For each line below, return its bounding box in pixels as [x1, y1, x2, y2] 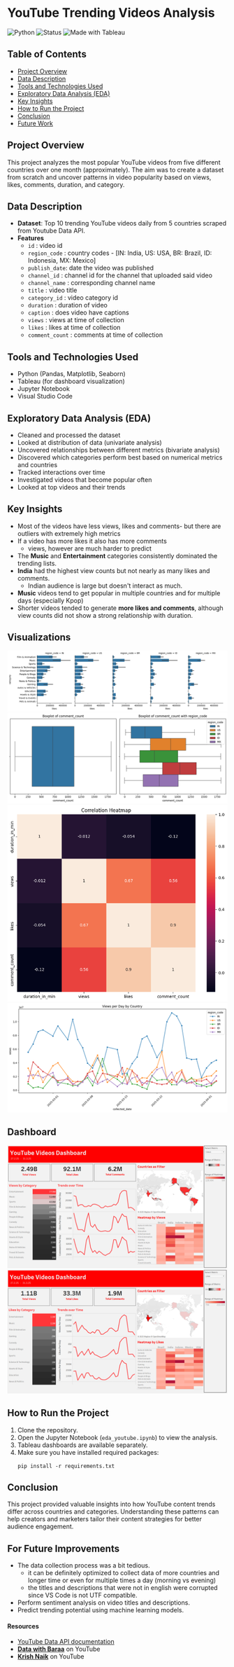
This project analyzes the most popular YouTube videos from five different [7, 158, 221, 166]
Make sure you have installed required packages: [17, 1448, 159, 1456]
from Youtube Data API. [17, 226, 86, 235]
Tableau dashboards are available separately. [17, 1441, 148, 1449]
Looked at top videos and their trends [17, 483, 126, 491]
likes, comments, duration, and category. [7, 180, 125, 188]
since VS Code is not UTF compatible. [27, 1591, 138, 1600]
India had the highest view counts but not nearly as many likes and [17, 566, 210, 575]
